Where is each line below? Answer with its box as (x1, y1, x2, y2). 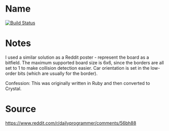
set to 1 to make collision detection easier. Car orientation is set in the (5, 65, 150, 71)
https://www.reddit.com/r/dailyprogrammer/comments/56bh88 (5, 120, 137, 126)
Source (5, 103, 36, 115)
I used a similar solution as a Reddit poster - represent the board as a (5, 54, 149, 60)
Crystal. (5, 85, 22, 92)
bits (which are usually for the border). (17, 70, 98, 76)
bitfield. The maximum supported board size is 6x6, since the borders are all (5, 59, 164, 66)
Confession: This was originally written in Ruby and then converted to (5, 80, 150, 86)
